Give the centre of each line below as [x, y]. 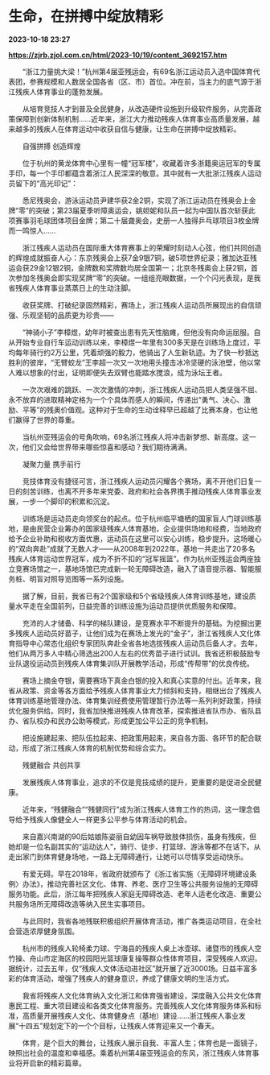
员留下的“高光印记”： [43, 183]
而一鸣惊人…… [32, 230]
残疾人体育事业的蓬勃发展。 [61, 91]
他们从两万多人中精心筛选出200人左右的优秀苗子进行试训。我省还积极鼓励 [131, 653]
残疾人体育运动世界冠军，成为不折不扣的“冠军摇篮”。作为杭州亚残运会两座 [131, 558]
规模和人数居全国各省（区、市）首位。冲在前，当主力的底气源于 [149, 81]
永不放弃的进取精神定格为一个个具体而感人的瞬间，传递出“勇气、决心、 [126, 399]
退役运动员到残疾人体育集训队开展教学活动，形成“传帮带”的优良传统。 [138, 663]
